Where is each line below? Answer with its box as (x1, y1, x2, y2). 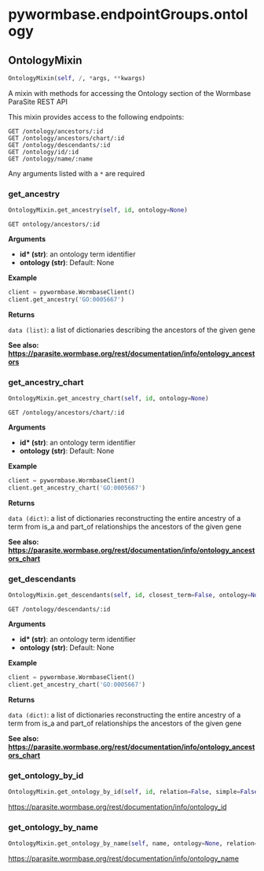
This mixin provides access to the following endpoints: (8, 112, 185, 121)
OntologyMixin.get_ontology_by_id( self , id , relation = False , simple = (8, 788, 241, 795)
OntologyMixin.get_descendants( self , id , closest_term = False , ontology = (8, 592, 251, 600)
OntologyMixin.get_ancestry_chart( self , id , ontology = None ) (8, 395, 210, 403)
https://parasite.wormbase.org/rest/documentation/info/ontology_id (8, 802, 227, 811)
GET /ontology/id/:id (8, 148, 79, 156)
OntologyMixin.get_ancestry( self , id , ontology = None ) (8, 206, 189, 214)
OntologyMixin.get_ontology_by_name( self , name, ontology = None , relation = (8, 840, 258, 847)
